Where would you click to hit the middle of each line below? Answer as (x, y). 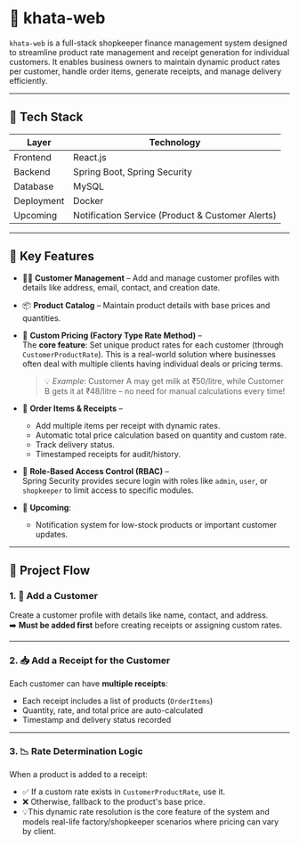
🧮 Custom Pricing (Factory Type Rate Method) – (112, 335)
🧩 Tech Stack (46, 117)
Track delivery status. (75, 444)
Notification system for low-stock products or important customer (156, 524)
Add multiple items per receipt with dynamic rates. (128, 425)
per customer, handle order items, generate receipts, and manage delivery (145, 71)
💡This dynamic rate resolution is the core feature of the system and (145, 811)
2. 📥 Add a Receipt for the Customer (90, 660)
